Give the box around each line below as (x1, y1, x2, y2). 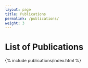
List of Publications (5, 42, 84, 52)
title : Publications (5, 12, 47, 17)
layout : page (5, 7, 31, 12)
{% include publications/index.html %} (5, 58, 81, 64)
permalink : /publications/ (5, 16, 59, 21)
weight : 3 (5, 20, 25, 26)
